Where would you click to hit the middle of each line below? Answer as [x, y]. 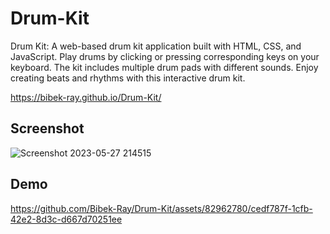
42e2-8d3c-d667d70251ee [66, 219]
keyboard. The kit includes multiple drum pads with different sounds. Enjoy [164, 67]
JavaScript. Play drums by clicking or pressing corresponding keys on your [165, 56]
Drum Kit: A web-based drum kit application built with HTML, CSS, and [156, 46]
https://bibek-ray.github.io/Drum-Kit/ [86, 97]
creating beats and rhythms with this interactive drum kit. [128, 78]
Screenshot [47, 128]
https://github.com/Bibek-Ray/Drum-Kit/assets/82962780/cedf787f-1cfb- [161, 208]
